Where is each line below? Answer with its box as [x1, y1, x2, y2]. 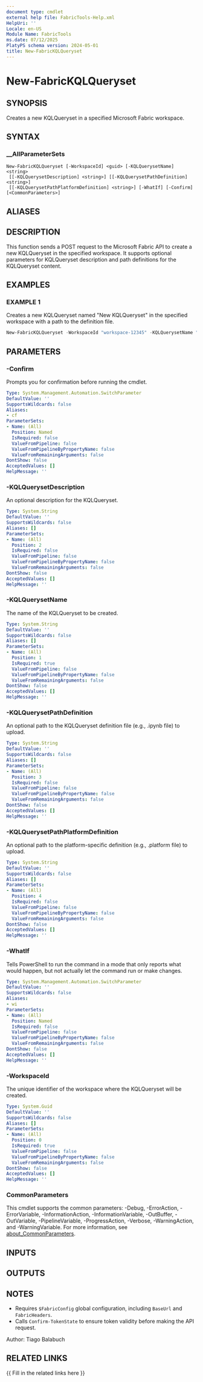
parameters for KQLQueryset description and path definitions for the [6, 256, 176, 263]
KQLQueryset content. [6, 262, 62, 270]
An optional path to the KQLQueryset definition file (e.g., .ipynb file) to [6, 722, 180, 729]
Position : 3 [11, 774, 42, 780]
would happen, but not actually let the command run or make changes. [6, 967, 182, 974]
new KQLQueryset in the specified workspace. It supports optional [6, 249, 172, 257]
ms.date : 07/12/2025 [6, 37, 59, 43]
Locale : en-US [6, 25, 42, 32]
